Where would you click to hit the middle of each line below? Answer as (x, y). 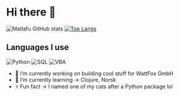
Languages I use (38, 47)
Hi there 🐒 (31, 12)
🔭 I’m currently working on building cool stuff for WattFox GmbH (94, 73)
